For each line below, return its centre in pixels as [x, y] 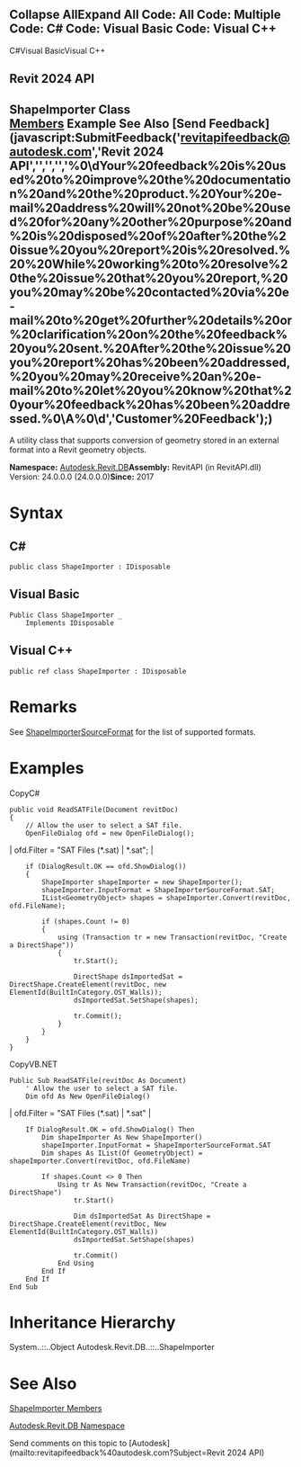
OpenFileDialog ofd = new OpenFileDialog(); [110, 833]
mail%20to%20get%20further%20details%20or [151, 320]
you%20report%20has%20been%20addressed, [150, 362]
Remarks [44, 707]
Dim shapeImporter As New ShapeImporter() [122, 1137]
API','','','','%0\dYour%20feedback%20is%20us [148, 165]
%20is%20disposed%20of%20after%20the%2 [148, 236]
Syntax [36, 513]
